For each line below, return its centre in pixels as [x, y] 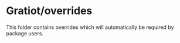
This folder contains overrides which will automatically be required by [90, 27]
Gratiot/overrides [49, 11]
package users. [25, 33]
